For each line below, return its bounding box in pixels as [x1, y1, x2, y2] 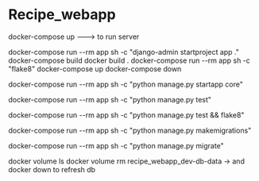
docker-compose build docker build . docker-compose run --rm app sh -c [8, 56, 250, 65]
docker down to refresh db [8, 164, 96, 174]
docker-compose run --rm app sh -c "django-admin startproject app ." [8, 47, 240, 56]
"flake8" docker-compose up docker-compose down [8, 64, 182, 73]
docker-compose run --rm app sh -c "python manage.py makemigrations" [8, 125, 252, 135]
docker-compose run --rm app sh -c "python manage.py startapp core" [8, 79, 244, 89]
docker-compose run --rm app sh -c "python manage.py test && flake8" [8, 110, 245, 120]
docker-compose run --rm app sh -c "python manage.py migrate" [8, 141, 224, 150]
